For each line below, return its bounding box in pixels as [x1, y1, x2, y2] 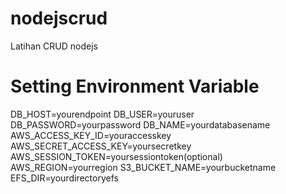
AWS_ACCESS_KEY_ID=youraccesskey [10, 129, 172, 141]
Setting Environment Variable [10, 75, 260, 98]
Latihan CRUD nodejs [10, 40, 98, 52]
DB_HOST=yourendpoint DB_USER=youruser [10, 108, 195, 120]
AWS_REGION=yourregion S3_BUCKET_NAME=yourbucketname [10, 161, 277, 173]
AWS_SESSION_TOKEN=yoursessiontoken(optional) [10, 150, 223, 162]
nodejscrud [10, 7, 108, 30]
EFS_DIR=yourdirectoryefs [10, 172, 119, 184]
